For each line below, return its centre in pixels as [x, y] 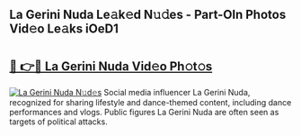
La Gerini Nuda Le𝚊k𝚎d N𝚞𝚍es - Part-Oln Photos [148, 15]
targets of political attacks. [58, 122]
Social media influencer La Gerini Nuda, [177, 92]
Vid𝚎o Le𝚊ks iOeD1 [64, 29]
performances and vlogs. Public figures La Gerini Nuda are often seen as [144, 112]
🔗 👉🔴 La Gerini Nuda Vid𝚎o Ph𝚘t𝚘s [111, 66]
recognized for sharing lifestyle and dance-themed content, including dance [150, 102]
